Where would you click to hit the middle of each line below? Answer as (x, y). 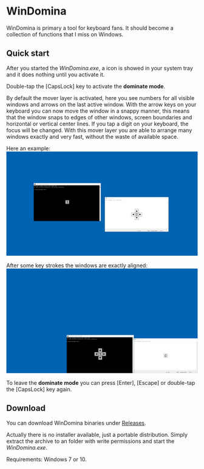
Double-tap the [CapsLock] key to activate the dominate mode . (86, 86)
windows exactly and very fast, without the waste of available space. (93, 136)
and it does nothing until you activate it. (56, 75)
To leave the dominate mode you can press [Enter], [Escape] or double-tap (101, 383)
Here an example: (28, 148)
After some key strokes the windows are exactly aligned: (77, 265)
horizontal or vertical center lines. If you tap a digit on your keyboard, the (97, 124)
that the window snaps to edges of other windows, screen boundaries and (99, 117)
